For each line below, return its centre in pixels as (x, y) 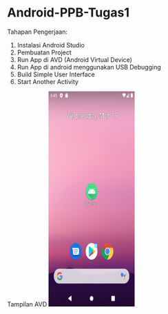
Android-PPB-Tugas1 (68, 13)
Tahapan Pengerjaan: (37, 32)
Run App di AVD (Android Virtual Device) (75, 59)
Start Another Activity (48, 81)
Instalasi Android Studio (51, 45)
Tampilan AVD (27, 304)
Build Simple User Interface (56, 74)
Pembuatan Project (44, 52)
